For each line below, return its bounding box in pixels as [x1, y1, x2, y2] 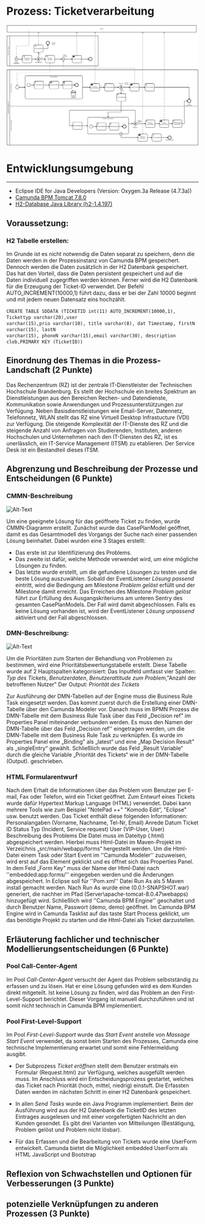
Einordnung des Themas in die [6, 356, 124, 366]
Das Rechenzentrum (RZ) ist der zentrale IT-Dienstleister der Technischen [6, 381, 192, 389]
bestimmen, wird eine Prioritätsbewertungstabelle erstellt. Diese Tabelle [6, 661, 187, 669]
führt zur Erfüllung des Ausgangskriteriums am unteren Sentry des [15, 594, 183, 601]
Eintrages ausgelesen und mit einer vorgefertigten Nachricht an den [15, 1113, 186, 1121]
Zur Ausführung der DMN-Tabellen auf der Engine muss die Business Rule [6, 692, 193, 700]
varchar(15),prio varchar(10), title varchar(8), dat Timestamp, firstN [6, 321, 195, 327]
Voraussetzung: [6, 218, 69, 229]
